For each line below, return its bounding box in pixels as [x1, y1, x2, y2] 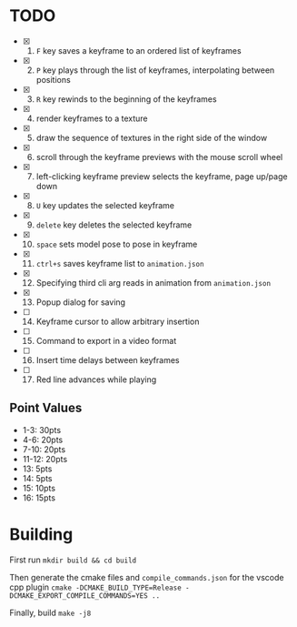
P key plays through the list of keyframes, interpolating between [35, 65, 275, 76]
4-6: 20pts [22, 434, 64, 445]
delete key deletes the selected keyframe [35, 219, 193, 230]
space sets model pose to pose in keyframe [35, 238, 198, 249]
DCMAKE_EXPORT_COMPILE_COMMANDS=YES [9, 591, 148, 601]
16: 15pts [22, 492, 56, 503]
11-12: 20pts [22, 453, 68, 464]
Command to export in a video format [35, 335, 177, 346]
